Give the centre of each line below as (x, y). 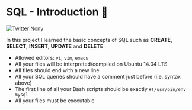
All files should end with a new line (57, 70)
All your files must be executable (55, 101)
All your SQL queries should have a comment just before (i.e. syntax (97, 76)
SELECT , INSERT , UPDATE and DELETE (55, 46)
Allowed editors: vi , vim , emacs (52, 57)
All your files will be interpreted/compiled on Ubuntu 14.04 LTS (91, 64)
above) (23, 83)
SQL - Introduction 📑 (57, 12)
